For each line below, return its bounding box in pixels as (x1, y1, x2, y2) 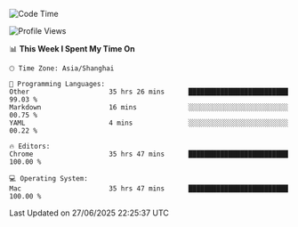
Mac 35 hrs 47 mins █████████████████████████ (9, 184, 289, 193)
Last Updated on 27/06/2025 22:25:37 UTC (9, 207, 169, 218)
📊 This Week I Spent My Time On (9, 44, 135, 53)
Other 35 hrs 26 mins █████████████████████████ (9, 87, 289, 96)
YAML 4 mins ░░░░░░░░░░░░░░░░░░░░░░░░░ (9, 118, 289, 127)
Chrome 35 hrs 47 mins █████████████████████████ (9, 150, 289, 158)
